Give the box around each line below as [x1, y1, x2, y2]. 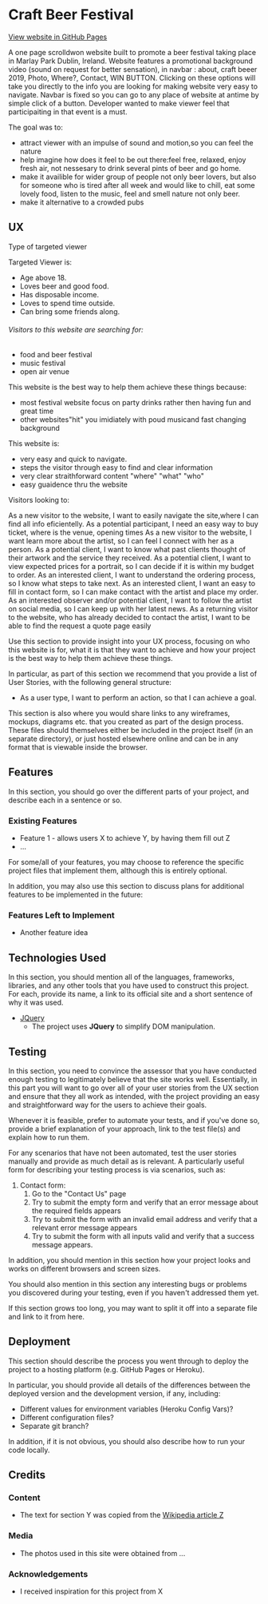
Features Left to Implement [8, 909, 116, 921]
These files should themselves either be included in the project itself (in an [8, 725, 254, 734]
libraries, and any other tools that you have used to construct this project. [8, 981, 250, 990]
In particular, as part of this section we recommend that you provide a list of [8, 669, 258, 679]
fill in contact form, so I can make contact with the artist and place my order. [8, 587, 259, 596]
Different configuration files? [19, 1412, 114, 1422]
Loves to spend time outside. [19, 298, 116, 308]
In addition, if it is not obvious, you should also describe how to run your [8, 1436, 246, 1446]
